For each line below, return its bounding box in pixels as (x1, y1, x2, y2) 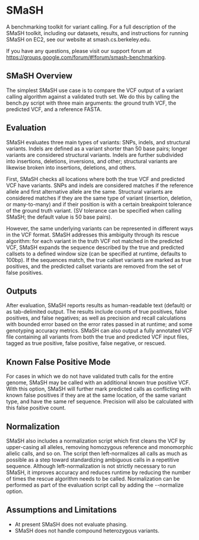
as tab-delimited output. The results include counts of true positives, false (6, 308, 187, 315)
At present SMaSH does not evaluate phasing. (14, 520, 128, 528)
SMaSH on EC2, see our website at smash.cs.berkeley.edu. (6, 36, 151, 43)
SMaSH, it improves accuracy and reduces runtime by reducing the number (6, 469, 191, 476)
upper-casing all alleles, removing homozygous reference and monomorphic (6, 444, 194, 450)
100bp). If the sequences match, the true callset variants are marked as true (6, 256, 192, 263)
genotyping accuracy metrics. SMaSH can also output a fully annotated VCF (6, 327, 193, 334)
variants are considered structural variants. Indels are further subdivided (6, 151, 184, 158)
